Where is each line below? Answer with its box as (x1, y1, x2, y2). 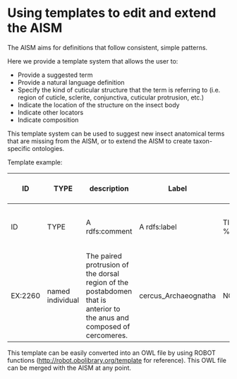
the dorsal (85, 268, 120, 278)
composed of (85, 321, 130, 331)
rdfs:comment (85, 226, 133, 236)
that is (85, 295, 107, 305)
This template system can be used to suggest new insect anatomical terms (7, 129, 225, 138)
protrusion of (85, 260, 129, 270)
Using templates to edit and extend (7, 5, 217, 21)
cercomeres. (85, 330, 128, 340)
